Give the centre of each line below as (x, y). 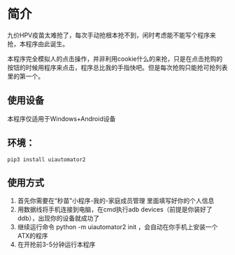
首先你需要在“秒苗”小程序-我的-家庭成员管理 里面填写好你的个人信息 (116, 201)
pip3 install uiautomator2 (47, 159)
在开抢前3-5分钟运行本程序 (56, 244)
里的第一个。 (26, 76)
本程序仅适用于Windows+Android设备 (62, 118)
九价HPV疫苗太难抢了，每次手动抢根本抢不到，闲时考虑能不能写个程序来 (112, 35)
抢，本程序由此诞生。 (38, 43)
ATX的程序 (33, 236)
